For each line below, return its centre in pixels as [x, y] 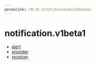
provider [20, 51]
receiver [20, 57]
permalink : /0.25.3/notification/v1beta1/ [48, 9]
